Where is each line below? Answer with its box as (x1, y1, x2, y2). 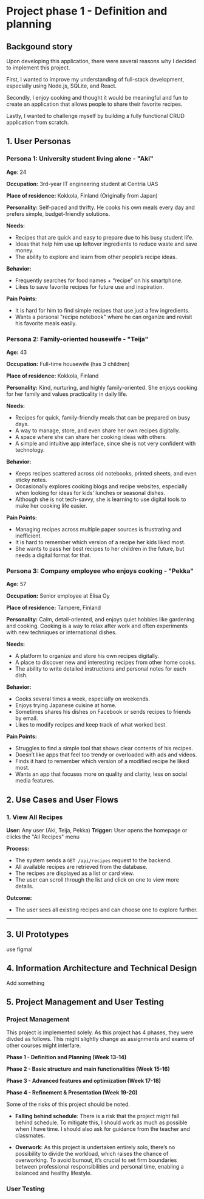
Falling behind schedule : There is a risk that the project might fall (15, 1113, 180, 1120)
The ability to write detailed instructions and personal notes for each (15, 665, 186, 672)
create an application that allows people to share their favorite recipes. (6, 100, 183, 108)
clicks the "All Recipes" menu (6, 833, 80, 840)
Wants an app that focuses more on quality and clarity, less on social (15, 770, 187, 778)
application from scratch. (6, 119, 69, 126)
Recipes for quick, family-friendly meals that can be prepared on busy (15, 413, 191, 421)
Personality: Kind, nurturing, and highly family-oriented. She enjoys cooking (6, 384, 197, 391)
